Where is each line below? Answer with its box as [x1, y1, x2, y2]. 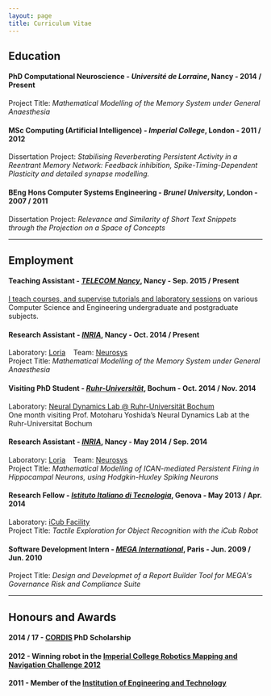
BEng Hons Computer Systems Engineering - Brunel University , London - [8, 187, 258, 197]
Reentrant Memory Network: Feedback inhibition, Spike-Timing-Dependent [8, 161, 258, 170]
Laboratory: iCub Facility [8, 517, 90, 526]
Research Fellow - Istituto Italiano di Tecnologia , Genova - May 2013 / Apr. [8, 490, 262, 501]
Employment [8, 254, 74, 267]
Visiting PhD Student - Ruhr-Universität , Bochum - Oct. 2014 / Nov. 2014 [8, 383, 256, 392]
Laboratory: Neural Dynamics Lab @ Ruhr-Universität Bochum [8, 401, 215, 411]
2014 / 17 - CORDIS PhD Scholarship [8, 633, 131, 643]
